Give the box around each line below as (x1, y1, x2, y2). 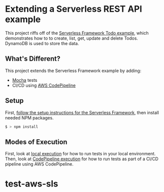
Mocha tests (12, 77, 38, 83)
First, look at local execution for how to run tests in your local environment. (5, 151, 156, 157)
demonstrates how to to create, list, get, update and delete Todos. (5, 35, 138, 41)
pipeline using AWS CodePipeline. (5, 161, 73, 167)
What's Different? (5, 55, 61, 63)
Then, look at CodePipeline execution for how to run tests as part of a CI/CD (5, 156, 159, 162)
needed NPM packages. (5, 115, 54, 120)
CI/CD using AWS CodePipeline (12, 82, 76, 88)
